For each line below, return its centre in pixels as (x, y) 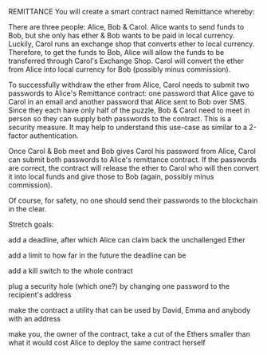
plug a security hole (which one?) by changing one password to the (119, 286)
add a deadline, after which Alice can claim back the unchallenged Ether (127, 240)
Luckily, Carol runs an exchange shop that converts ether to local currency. (132, 44)
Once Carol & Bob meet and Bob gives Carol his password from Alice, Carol (132, 151)
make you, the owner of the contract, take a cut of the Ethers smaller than (130, 334)
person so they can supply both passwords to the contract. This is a (120, 118)
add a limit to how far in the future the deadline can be (97, 255)
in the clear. (27, 209)
